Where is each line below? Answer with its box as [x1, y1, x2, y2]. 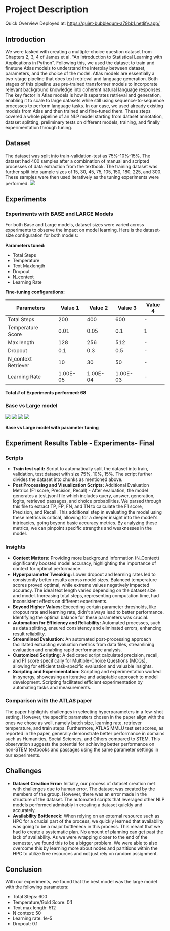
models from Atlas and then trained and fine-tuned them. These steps [5, 108, 151, 114]
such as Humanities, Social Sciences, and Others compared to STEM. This [5, 736, 160, 742]
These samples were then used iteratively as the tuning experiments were [5, 174, 159, 180]
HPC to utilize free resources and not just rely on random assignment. [12, 850, 158, 856]
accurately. [12, 807, 36, 813]
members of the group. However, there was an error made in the [12, 791, 147, 797]
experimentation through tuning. [5, 124, 72, 130]
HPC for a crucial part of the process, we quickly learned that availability [12, 818, 164, 824]
